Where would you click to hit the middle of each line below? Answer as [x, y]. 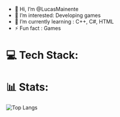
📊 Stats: [27, 87]
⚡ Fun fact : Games [38, 28]
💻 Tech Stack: [42, 55]
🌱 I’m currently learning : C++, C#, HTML [64, 21]
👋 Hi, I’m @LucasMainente [46, 9]
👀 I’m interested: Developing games [58, 15]
